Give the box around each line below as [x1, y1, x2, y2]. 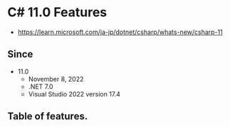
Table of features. [7, 111, 88, 123]
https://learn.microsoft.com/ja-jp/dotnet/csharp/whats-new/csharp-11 [17, 28, 223, 36]
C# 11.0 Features [7, 4, 108, 21]
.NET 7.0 [28, 82, 53, 91]
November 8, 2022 [28, 74, 84, 83]
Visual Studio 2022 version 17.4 [28, 89, 121, 98]
